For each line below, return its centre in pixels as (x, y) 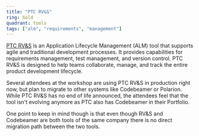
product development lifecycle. (44, 71)
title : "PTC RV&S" (29, 12)
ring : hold (20, 17)
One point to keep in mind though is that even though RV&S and (85, 114)
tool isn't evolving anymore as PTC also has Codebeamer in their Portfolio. (98, 102)
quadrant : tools (26, 23)
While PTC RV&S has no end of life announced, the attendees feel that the (97, 96)
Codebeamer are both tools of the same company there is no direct (89, 120)
